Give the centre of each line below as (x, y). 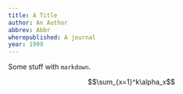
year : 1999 (26, 45)
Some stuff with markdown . (50, 67)
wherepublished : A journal (52, 37)
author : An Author (38, 23)
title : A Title (33, 15)
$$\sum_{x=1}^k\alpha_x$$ (131, 82)
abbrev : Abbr (29, 30)
